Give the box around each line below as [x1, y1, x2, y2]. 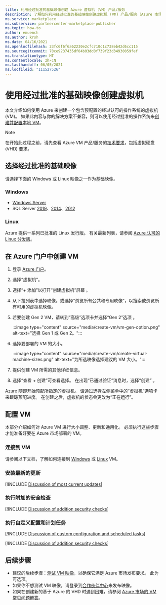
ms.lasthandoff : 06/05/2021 [5, 62, 63, 67]
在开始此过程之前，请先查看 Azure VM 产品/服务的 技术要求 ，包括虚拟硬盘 [5, 140, 155, 145]
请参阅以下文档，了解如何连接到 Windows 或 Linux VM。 [5, 456, 121, 462]
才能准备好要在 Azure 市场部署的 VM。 [5, 430, 84, 436]
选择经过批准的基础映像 [5, 162, 77, 170]
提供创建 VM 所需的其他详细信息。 [12, 367, 83, 373]
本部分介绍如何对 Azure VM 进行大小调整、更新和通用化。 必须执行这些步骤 [5, 424, 159, 430]
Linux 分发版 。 [5, 236, 35, 242]
